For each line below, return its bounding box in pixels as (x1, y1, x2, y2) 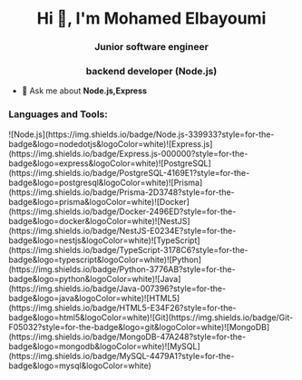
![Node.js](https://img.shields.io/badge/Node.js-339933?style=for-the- (8, 129, 275, 140)
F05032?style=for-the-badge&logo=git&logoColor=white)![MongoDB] (8, 321, 270, 332)
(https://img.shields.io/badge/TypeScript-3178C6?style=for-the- (8, 244, 248, 255)
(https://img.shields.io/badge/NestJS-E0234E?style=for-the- (8, 225, 237, 236)
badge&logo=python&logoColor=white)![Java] (8, 273, 181, 284)
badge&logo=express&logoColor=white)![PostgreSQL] (8, 158, 212, 169)
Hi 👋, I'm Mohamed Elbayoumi (36, 8, 267, 29)
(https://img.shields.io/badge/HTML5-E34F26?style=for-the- (8, 302, 237, 313)
